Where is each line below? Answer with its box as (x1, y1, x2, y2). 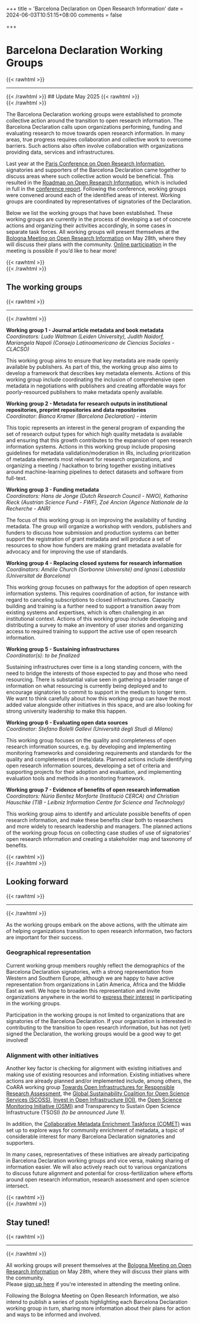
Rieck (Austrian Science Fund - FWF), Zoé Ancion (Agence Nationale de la (6, 499, 188, 506)
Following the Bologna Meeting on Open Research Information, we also (6, 1292, 179, 1299)
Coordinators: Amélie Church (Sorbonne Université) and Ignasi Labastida (6, 566, 185, 573)
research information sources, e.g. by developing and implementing (6, 743, 172, 750)
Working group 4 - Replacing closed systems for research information (6, 559, 182, 566)
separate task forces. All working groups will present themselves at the (6, 228, 179, 235)
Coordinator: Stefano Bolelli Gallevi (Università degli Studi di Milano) (6, 725, 173, 732)
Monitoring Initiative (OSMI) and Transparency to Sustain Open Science (6, 1103, 181, 1110)
